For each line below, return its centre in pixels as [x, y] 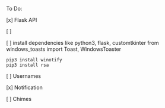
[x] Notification [24, 87]
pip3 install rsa [28, 65]
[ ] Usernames [24, 76]
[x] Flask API [22, 20]
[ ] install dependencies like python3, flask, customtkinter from [82, 43]
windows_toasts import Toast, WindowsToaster [64, 49]
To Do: [14, 9]
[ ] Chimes [19, 99]
